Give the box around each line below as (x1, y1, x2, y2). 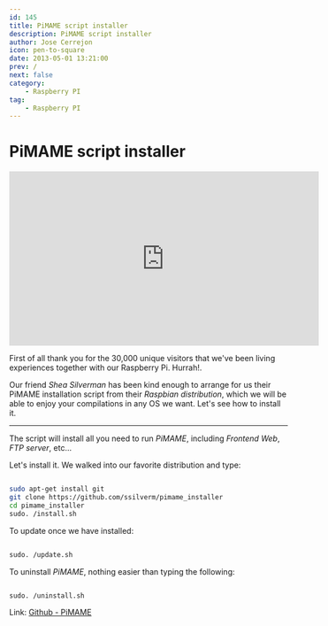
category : (9, 79, 46, 88)
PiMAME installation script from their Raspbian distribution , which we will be (9, 389, 287, 399)
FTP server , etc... (9, 443, 72, 453)
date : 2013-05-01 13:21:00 (9, 54, 109, 63)
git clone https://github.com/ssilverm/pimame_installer (9, 493, 224, 502)
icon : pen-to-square (9, 46, 86, 55)
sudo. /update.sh (9, 550, 73, 559)
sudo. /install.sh (9, 509, 77, 518)
